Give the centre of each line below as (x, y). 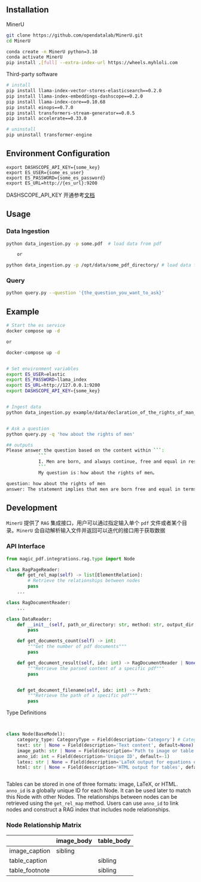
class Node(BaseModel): (36, 734)
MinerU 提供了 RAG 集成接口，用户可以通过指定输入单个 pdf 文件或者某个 (94, 523)
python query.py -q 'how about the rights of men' (71, 434)
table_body (114, 841)
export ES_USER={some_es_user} (45, 172)
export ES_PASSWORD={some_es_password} (56, 178)
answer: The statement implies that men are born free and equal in (93, 489)
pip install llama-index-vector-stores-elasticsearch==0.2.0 (84, 91)
